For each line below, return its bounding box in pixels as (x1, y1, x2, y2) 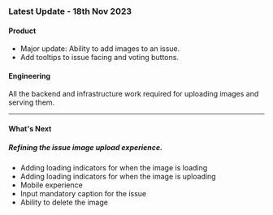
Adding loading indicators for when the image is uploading (19, 171, 217, 181)
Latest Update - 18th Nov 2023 (8, 6, 132, 17)
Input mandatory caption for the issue (19, 188, 147, 198)
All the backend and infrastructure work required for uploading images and (8, 89, 259, 99)
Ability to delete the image (19, 197, 108, 207)
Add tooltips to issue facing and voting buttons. (19, 53, 179, 62)
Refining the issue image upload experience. (8, 142, 163, 152)
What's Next (8, 123, 52, 133)
